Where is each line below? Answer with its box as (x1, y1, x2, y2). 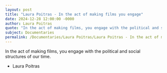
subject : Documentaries (5, 30, 55, 35)
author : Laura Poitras (5, 21, 52, 26)
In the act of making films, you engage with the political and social (5, 48, 141, 54)
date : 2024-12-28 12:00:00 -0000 (5, 16, 75, 21)
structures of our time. (5, 53, 51, 59)
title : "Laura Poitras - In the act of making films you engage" (5, 12, 143, 17)
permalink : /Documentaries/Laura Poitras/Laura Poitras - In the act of (5, 35, 159, 40)
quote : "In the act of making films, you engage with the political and (5, 26, 159, 31)
